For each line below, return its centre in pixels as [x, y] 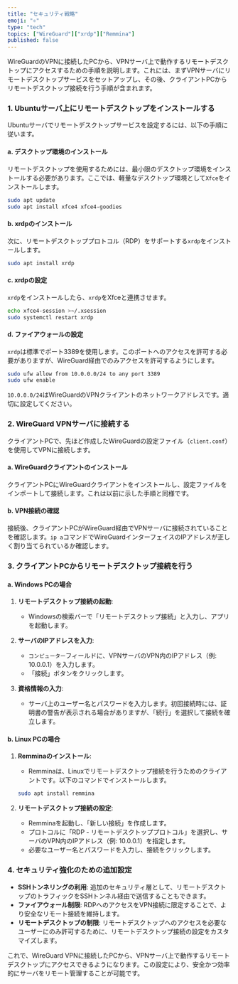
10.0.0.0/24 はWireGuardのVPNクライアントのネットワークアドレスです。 [115, 395]
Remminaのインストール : [55, 756]
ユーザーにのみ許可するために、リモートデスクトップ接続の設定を [114, 931]
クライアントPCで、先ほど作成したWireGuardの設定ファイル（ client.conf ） [119, 441]
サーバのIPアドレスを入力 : [56, 641]
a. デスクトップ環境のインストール [58, 152]
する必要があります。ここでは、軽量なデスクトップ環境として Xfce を [125, 178]
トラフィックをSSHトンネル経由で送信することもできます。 [123, 896]
